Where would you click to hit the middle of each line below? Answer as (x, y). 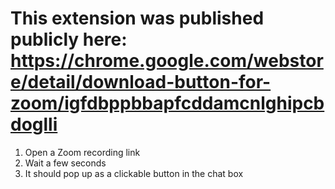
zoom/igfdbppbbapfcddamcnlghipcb (167, 103)
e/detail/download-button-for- (141, 82)
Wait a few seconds (65, 163)
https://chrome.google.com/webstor (167, 61)
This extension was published (137, 18)
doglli (34, 124)
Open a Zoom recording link (82, 152)
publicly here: (69, 39)
